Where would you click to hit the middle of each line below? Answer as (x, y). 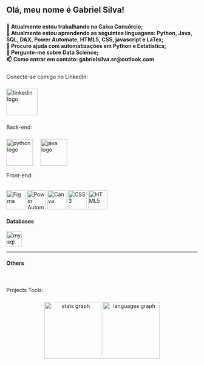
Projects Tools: (25, 290)
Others (15, 263)
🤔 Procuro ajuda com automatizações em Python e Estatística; (87, 46)
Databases (20, 221)
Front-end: (20, 175)
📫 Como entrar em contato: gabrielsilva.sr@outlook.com (80, 60)
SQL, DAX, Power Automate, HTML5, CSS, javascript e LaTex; (85, 39)
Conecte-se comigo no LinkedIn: (47, 77)
